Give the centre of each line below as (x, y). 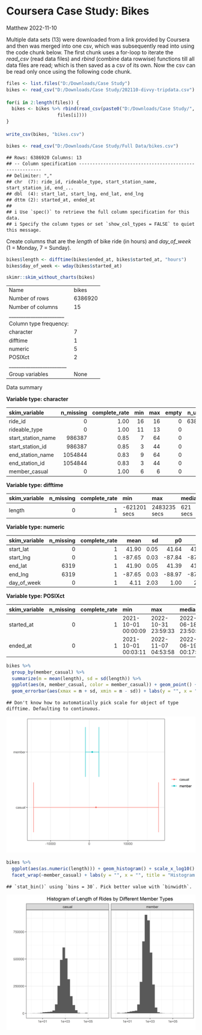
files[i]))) (72, 115)
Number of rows (29, 298)
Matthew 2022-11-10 (32, 28)
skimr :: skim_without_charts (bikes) (51, 278)
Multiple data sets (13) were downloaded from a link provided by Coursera (98, 39)
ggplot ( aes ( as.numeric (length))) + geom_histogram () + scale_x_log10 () (103, 868)
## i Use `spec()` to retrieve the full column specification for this (98, 212)
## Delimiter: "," (29, 176)
